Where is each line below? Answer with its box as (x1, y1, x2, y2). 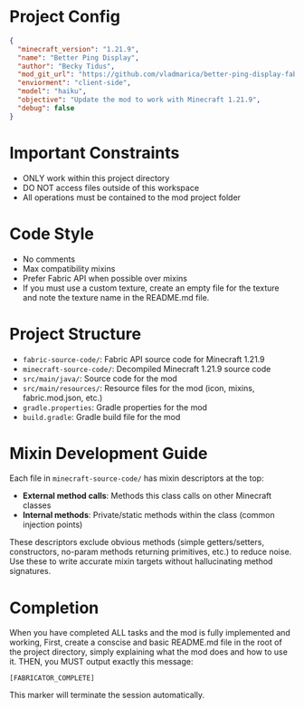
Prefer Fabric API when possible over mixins (22, 273, 188, 283)
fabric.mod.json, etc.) (22, 392, 103, 403)
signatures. (9, 566, 52, 577)
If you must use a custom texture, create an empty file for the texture (22, 283, 280, 293)
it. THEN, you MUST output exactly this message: (9, 656, 194, 667)
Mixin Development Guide (9, 443, 208, 464)
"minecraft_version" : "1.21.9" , (17, 44, 140, 53)
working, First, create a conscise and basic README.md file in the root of (9, 637, 282, 648)
